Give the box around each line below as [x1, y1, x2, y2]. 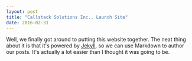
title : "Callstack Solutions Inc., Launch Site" [6, 14, 128, 20]
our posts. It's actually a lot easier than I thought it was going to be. [6, 49, 170, 56]
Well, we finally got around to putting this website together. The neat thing [6, 36, 186, 43]
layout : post [6, 8, 38, 15]
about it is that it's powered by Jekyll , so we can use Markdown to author [6, 42, 184, 49]
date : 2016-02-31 [6, 20, 49, 25]
